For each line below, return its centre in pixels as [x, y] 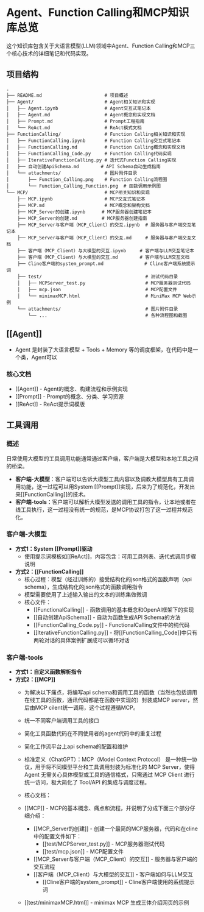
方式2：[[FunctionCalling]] [49, 571]
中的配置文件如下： [58, 836]
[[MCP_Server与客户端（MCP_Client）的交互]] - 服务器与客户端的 [115, 859]
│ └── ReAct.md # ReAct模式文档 [74, 128]
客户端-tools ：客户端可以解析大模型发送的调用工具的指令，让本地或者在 [106, 502]
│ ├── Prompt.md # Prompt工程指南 [76, 121]
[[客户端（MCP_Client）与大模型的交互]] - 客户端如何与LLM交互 [113, 874]
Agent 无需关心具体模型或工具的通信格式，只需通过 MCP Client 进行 [109, 775]
